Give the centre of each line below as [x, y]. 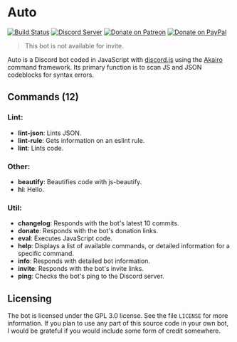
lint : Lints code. [41, 148]
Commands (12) [43, 97]
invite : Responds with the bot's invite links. [81, 269]
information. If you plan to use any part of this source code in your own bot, [118, 324]
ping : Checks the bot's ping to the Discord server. [91, 276]
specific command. [46, 254]
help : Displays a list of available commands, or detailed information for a [123, 246]
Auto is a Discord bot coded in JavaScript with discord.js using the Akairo [115, 59]
